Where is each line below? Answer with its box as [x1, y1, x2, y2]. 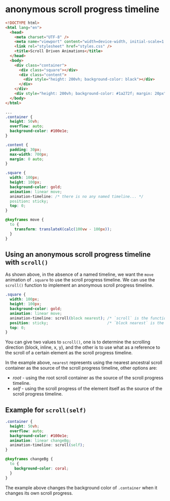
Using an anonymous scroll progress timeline [5, 250, 151, 259]
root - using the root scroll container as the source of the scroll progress [12, 375, 163, 381]
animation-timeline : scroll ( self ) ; [10, 443, 85, 448]
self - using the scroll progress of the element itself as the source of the [12, 385, 163, 391]
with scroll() [5, 258, 49, 267]
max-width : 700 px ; [10, 152, 49, 157]
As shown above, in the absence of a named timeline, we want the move [5, 271, 154, 277]
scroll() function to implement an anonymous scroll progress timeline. [5, 282, 153, 289]
